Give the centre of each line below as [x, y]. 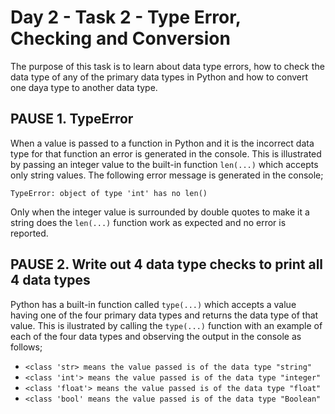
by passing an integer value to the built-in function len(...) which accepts [164, 164]
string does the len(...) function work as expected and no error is [148, 222]
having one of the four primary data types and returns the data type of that [164, 315]
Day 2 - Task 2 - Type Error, [126, 17]
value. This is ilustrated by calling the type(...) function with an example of [166, 325]
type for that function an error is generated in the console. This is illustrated [166, 153]
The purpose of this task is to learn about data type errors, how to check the [167, 66]
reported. [29, 233]
